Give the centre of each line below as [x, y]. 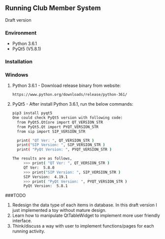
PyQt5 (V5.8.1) [27, 49]
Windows [17, 75]
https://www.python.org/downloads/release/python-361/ [70, 95]
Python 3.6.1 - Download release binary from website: [66, 85]
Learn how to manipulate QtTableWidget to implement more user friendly [86, 216]
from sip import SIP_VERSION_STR [51, 131]
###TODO [16, 196]
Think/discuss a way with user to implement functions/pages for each [83, 226]
